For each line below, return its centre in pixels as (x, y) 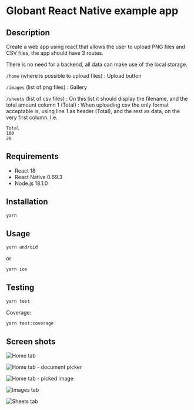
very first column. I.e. (32, 117)
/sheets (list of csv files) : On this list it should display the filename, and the (97, 99)
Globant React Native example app (92, 11)
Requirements (32, 156)
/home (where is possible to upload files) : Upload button (74, 76)
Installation (27, 202)
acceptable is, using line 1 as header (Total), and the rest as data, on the (93, 111)
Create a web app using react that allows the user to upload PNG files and (96, 47)
